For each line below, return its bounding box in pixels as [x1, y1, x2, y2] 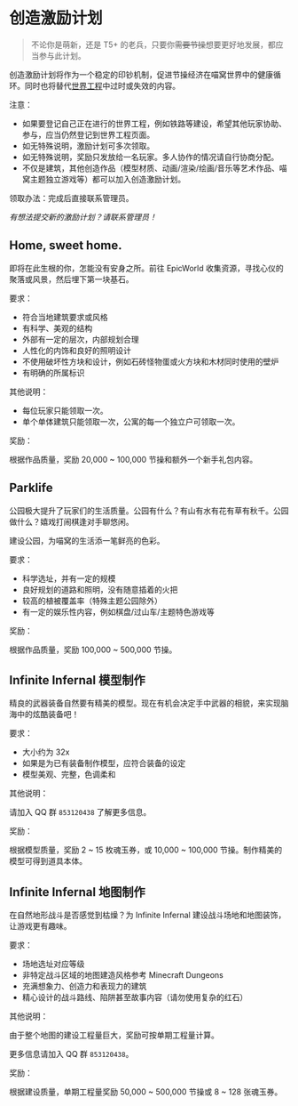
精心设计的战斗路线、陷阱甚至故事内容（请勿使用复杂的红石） [21, 992, 248, 1003]
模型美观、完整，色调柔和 [21, 769, 116, 779]
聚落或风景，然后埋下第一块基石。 [9, 273, 134, 285]
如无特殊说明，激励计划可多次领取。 [21, 140, 155, 151]
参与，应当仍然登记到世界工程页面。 [21, 129, 155, 140]
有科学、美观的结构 [21, 322, 93, 334]
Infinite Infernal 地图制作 [9, 884, 145, 900]
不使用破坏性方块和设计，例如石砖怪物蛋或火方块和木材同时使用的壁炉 [21, 356, 279, 367]
